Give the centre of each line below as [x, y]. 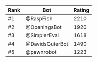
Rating [81, 10]
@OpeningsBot [44, 27]
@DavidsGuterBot [47, 44]
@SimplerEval [42, 35]
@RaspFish [39, 19]
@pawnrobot [41, 52]
